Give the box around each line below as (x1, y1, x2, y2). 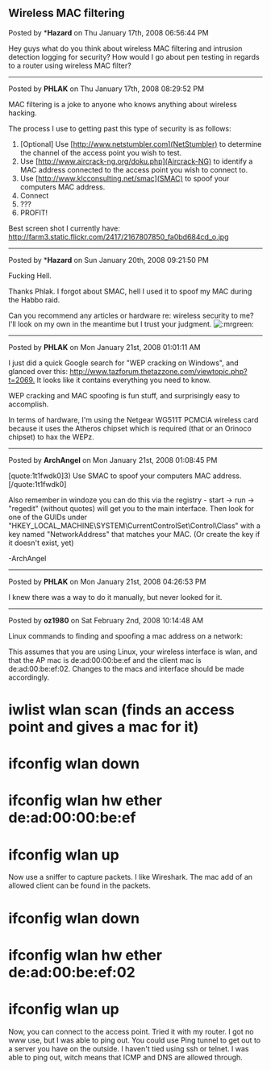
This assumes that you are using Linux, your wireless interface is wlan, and (8, 647, 258, 656)
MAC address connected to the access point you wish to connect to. (19, 164, 248, 174)
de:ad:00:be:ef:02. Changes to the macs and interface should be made (8, 664, 244, 673)
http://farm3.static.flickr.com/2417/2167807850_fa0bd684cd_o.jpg (8, 231, 229, 241)
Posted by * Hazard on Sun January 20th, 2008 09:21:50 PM (8, 255, 210, 264)
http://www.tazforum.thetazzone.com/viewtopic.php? (69, 366, 248, 376)
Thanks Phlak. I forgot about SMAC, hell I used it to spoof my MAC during (8, 286, 252, 296)
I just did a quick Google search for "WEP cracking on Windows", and (8, 358, 240, 368)
